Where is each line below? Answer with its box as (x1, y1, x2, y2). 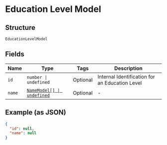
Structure (5, 23, 36, 32)
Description (114, 65, 143, 72)
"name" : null (9, 131, 37, 136)
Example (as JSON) (5, 108, 66, 117)
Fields (5, 50, 25, 58)
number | (26, 74, 48, 80)
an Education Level (97, 79, 142, 86)
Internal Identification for (97, 73, 155, 80)
